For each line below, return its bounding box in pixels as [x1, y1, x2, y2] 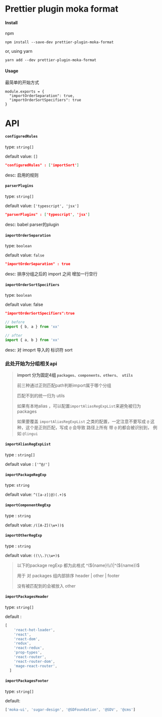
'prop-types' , [14, 650, 42, 655]
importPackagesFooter [5, 679, 49, 684]
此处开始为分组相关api [5, 360, 57, 367]
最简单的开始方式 [5, 79, 39, 85]
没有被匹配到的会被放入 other [16, 583, 76, 589]
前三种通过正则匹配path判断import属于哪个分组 [16, 382, 112, 388]
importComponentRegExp [5, 503, 51, 508]
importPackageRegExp [5, 472, 47, 477]
